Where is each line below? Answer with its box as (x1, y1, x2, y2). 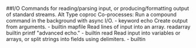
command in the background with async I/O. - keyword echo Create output (6, 17, 188, 24)
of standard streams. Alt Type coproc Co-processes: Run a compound (6, 11, 177, 18)
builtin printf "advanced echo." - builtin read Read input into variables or (6, 29, 181, 36)
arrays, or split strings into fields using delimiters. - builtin (6, 36, 146, 42)
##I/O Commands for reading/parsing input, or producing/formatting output (6, 5, 190, 12)
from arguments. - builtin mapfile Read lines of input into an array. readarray (6, 23, 191, 30)
